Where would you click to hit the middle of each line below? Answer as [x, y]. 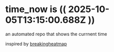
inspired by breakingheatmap [36, 43]
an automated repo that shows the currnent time [56, 34]
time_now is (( [36, 9]
